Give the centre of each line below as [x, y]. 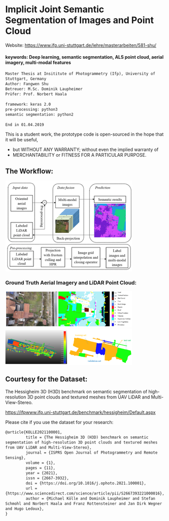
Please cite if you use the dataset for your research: [59, 422]
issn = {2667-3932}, [47, 478]
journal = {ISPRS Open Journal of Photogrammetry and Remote [92, 453]
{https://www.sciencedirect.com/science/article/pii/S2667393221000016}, [85, 493]
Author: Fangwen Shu [27, 84]
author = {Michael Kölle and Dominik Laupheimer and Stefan [91, 499]
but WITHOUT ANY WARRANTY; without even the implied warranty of [86, 150]
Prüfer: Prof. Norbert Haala [36, 94]
